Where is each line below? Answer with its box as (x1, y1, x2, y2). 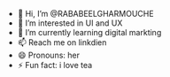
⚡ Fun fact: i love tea (17, 60, 93, 70)
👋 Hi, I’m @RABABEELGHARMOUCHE (17, 9, 154, 19)
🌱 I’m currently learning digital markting (17, 27, 162, 37)
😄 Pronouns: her (17, 50, 80, 60)
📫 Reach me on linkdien (17, 37, 107, 48)
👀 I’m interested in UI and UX (17, 18, 123, 28)
